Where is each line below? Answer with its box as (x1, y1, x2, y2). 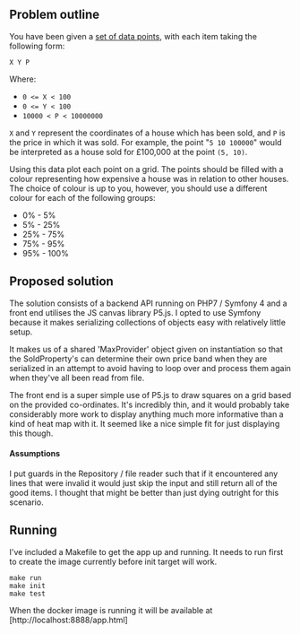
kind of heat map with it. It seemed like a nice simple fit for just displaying (9, 418, 280, 429)
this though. (9, 428, 54, 439)
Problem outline (9, 7, 100, 22)
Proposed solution (9, 274, 114, 290)
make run (9, 573, 42, 582)
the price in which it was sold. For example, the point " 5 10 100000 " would (9, 136, 282, 147)
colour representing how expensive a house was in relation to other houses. (9, 173, 289, 184)
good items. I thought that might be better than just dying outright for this (9, 487, 279, 498)
